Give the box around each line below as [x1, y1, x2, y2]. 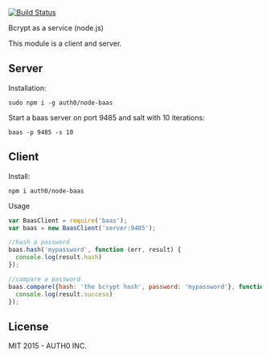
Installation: [8, 83, 47, 92]
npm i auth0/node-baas [8, 187, 84, 195]
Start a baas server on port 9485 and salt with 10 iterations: [8, 112, 205, 122]
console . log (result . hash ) [15, 254, 103, 262]
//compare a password [8, 275, 81, 283]
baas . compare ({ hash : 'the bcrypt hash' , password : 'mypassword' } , [8, 282, 235, 290]
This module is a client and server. [8, 39, 122, 48]
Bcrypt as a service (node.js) [8, 23, 104, 32]
